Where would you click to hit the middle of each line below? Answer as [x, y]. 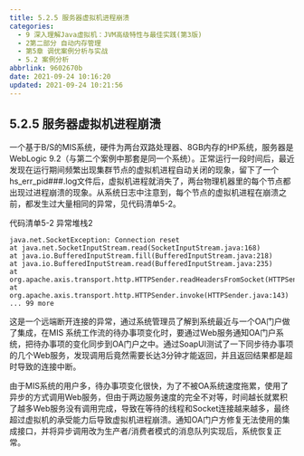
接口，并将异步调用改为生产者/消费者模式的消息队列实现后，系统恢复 [145, 432]
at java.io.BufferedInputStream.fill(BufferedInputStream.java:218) [141, 256]
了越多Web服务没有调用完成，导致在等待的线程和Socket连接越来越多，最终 [150, 409]
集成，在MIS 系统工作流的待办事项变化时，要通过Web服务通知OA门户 [147, 333]
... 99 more [32, 304]
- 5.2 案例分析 [43, 60]
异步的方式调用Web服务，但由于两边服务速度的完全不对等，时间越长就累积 [148, 397]
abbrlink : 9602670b [46, 69]
